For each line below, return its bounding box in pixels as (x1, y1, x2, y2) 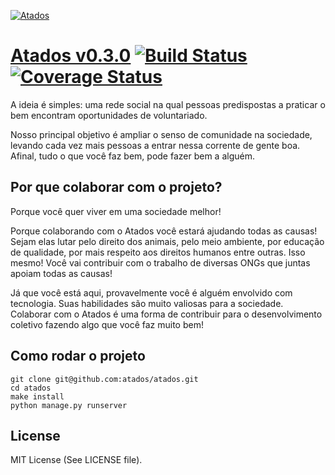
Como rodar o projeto (10, 348, 146, 365)
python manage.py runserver (10, 400, 128, 410)
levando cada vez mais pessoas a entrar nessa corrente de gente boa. (10, 139, 301, 151)
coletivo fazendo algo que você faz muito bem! (10, 318, 204, 330)
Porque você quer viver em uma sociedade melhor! (10, 205, 222, 217)
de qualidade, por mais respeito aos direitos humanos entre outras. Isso (10, 246, 306, 258)
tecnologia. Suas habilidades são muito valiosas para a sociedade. (10, 297, 284, 309)
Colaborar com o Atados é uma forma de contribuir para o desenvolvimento (10, 308, 323, 320)
